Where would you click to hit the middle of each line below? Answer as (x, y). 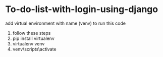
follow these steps (32, 33)
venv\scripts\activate (34, 49)
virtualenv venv (29, 43)
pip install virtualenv (33, 38)
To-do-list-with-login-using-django (82, 9)
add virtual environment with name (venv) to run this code (66, 23)
